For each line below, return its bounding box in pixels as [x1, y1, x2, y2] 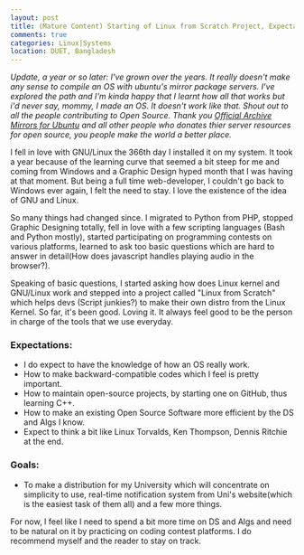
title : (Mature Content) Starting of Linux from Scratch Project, [10, 22, 265, 31]
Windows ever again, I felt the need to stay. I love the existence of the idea [10, 185, 287, 196]
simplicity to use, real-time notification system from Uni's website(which [23, 489, 292, 500]
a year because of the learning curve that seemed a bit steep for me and [10, 156, 280, 167]
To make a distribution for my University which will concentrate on [23, 479, 270, 490]
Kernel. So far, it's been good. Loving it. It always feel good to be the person [10, 306, 293, 317]
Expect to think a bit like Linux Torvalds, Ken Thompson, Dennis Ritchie [23, 427, 288, 437]
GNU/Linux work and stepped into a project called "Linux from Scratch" [10, 287, 276, 298]
